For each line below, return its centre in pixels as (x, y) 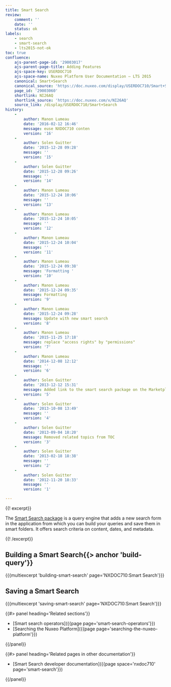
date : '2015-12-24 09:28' (51, 314)
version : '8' (37, 323)
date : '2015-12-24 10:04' (51, 242)
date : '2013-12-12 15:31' (51, 385)
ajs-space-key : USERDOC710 (43, 72)
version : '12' (38, 228)
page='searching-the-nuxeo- (127, 629)
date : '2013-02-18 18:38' (51, 456)
